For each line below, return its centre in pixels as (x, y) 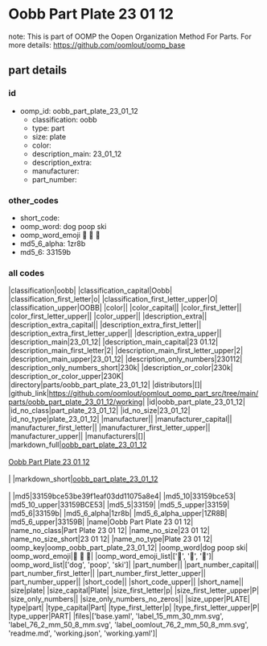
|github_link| (29, 394)
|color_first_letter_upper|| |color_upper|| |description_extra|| (108, 316)
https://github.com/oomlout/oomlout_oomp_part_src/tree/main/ (154, 394)
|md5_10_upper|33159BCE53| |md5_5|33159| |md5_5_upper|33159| (119, 505)
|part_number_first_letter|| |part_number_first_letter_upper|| (107, 573)
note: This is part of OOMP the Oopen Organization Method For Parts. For (130, 36)
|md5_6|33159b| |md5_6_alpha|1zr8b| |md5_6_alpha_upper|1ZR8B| (118, 514)
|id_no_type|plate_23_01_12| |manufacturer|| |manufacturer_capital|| (120, 419)
